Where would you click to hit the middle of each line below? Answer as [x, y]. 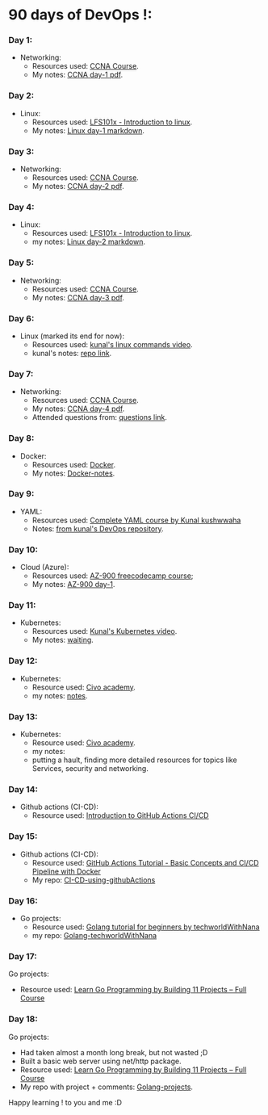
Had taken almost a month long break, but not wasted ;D [114, 1052]
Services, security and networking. [90, 769]
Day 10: [23, 549]
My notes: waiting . [63, 640]
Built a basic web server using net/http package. [100, 1061]
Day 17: [23, 956]
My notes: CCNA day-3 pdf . [78, 297]
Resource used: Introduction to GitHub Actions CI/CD [120, 815]
